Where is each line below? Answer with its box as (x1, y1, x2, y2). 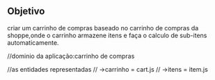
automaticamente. (7, 38, 59, 47)
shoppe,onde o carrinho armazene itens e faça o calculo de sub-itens (7, 31, 207, 39)
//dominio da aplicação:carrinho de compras (7, 52, 135, 60)
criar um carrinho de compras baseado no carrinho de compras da (7, 23, 199, 32)
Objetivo (7, 6, 45, 17)
